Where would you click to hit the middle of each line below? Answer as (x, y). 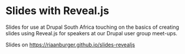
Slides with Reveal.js (57, 11)
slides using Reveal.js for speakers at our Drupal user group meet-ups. (92, 33)
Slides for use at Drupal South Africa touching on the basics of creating (92, 27)
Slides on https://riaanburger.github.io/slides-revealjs (70, 45)
